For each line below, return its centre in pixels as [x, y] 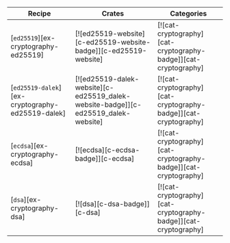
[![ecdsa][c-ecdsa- [107, 150]
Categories [189, 13]
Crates [113, 13]
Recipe [39, 13]
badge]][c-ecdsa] [105, 158]
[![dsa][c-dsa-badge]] [112, 204]
